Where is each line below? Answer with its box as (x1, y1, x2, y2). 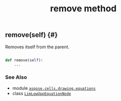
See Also (5, 74, 27, 81)
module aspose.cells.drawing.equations (12, 85, 96, 91)
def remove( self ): (5, 58, 43, 63)
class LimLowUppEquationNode (12, 90, 71, 96)
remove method (50, 3, 117, 14)
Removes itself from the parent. (5, 44, 69, 50)
